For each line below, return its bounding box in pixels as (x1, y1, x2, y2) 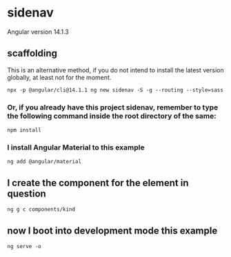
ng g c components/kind (7, 206, 76, 213)
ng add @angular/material (7, 158, 81, 165)
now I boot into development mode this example (7, 225, 218, 236)
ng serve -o (7, 243, 41, 249)
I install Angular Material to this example (7, 143, 145, 152)
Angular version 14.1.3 (7, 28, 69, 36)
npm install (7, 127, 41, 134)
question (7, 187, 46, 199)
